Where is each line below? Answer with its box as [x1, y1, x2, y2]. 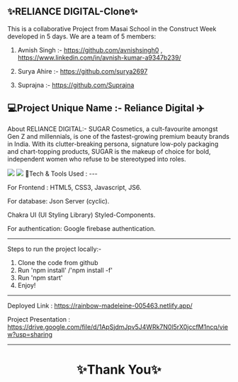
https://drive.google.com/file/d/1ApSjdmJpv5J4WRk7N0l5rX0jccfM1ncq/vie [7, 322, 229, 331]
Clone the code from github [17, 258, 98, 266]
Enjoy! [17, 281, 36, 289]
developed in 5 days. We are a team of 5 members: [7, 32, 157, 40]
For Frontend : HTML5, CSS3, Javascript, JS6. [7, 183, 142, 191]
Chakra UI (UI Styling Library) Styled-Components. [7, 210, 156, 219]
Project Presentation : [7, 315, 71, 323]
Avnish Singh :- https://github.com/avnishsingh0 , [17, 45, 163, 54]
